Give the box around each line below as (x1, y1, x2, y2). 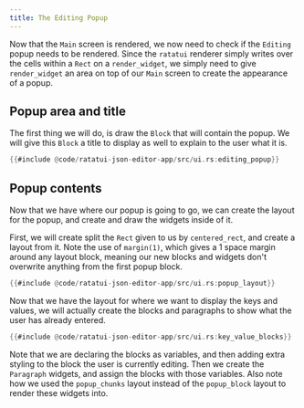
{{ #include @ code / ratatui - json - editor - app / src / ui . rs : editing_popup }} (9, 155, 280, 164)
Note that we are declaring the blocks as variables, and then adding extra (9, 349, 286, 360)
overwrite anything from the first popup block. (9, 261, 183, 272)
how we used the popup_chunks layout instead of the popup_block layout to (9, 378, 287, 389)
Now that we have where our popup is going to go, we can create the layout (9, 204, 295, 215)
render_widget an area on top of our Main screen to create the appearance (9, 68, 288, 78)
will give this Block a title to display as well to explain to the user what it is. (9, 138, 288, 149)
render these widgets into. (9, 387, 109, 398)
